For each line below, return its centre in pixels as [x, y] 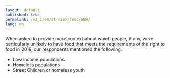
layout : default [23, 10]
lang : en [15, 24]
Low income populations [39, 60]
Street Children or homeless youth [49, 70]
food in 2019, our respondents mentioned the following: [64, 49]
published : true [23, 15]
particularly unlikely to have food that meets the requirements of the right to [85, 44]
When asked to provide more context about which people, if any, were [79, 39]
